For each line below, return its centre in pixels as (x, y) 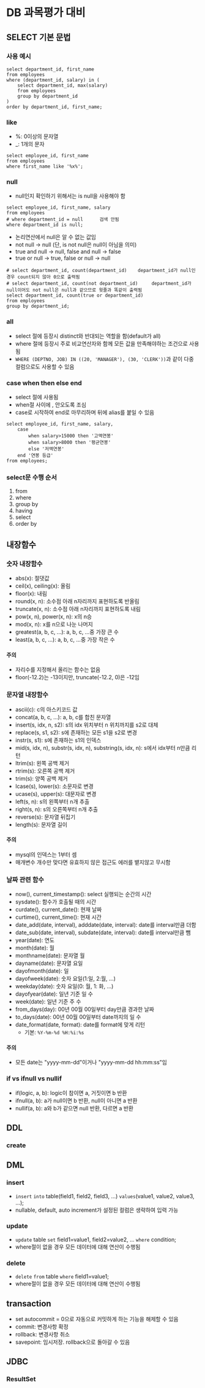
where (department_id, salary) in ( (53, 80)
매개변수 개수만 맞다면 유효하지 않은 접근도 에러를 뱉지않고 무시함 (93, 862)
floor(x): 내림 (31, 594)
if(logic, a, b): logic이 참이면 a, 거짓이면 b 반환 (71, 1093)
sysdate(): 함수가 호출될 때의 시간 (56, 902)
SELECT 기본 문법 (39, 37)
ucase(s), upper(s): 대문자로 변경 (56, 793)
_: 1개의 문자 (30, 144)
